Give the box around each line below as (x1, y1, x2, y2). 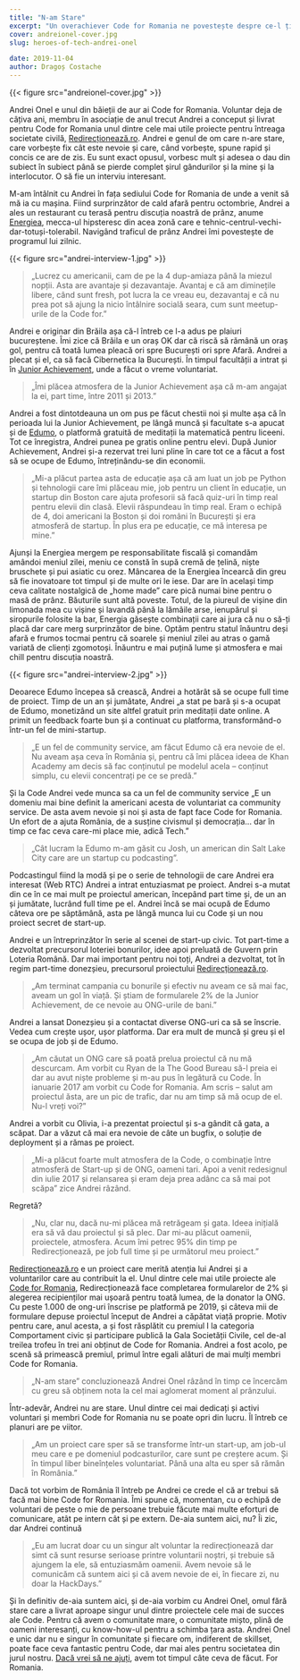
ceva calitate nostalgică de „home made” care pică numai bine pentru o (9, 585, 272, 596)
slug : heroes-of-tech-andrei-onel (9, 38, 138, 47)
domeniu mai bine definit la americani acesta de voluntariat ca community (9, 797, 281, 808)
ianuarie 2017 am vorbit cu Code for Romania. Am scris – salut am (30, 1082, 273, 1092)
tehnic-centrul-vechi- (202, 216, 282, 227)
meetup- (246, 299, 279, 310)
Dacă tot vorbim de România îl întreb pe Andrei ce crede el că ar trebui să (9, 1485, 279, 1495)
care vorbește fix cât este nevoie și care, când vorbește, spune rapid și (9, 142, 271, 153)
